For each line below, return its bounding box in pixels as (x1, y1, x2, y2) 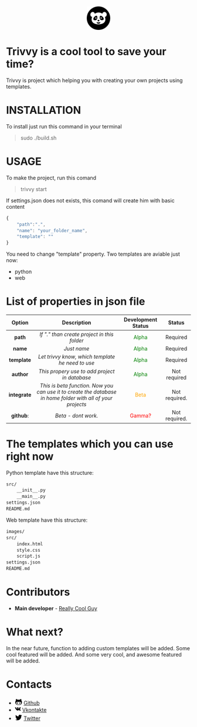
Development (124, 316, 158, 323)
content (6, 203, 25, 210)
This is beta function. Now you (40, 382, 114, 389)
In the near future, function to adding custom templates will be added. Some (6, 644, 191, 651)
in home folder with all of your (40, 394, 113, 402)
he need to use (58, 359, 95, 366)
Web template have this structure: (6, 517, 88, 524)
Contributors (6, 586, 70, 599)
